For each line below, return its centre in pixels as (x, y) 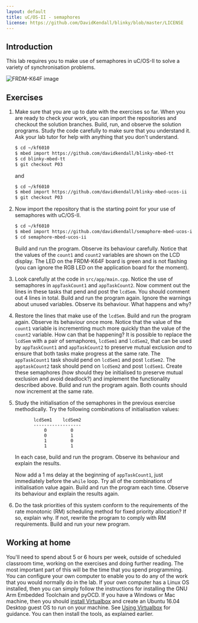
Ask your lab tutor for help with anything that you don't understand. (97, 137)
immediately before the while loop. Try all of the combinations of (93, 481)
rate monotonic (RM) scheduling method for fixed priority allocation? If (100, 511)
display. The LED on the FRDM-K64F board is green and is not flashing (101, 261)
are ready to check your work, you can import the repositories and (95, 118)
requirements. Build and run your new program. (72, 524)
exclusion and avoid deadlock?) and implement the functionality (92, 379)
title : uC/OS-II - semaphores (43, 17)
